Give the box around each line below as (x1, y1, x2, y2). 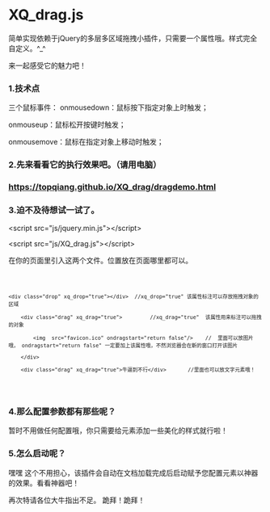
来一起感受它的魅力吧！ (8, 61, 86, 70)
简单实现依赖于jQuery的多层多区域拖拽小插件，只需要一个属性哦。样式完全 (8, 33, 257, 43)
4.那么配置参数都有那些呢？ (8, 406, 116, 418)
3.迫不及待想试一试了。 (8, 204, 99, 216)
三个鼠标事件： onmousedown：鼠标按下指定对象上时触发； (8, 103, 209, 112)
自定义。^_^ (8, 43, 46, 53)
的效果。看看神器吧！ (8, 478, 79, 488)
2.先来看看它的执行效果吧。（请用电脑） (8, 159, 162, 170)
